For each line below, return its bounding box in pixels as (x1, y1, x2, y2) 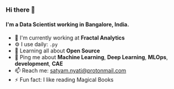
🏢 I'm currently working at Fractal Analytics (14, 34, 125, 41)
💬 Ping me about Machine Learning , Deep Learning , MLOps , (14, 54, 169, 61)
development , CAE (14, 60, 63, 68)
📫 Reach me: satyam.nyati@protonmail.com (14, 67, 127, 74)
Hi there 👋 (5, 5, 36, 14)
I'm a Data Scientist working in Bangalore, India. (5, 21, 130, 28)
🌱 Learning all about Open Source (14, 47, 100, 54)
